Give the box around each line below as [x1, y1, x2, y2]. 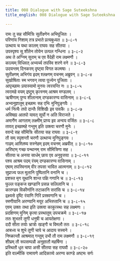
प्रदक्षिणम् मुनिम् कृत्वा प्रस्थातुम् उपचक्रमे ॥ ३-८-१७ [5, 210, 87, 216]
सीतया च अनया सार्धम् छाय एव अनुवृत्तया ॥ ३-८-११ [5, 152, 89, 158]
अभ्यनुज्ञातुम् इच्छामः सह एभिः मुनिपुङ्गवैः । [5, 100, 73, 106]
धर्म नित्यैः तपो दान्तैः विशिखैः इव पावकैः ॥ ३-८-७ [5, 106, 83, 112]
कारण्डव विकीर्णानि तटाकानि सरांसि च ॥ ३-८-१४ [5, 187, 85, 193]
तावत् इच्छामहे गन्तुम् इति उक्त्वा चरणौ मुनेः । [5, 123, 76, 129]
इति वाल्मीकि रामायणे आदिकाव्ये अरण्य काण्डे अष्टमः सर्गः [5, 250, 93, 256]
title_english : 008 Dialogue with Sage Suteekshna [5, 12, 115, 17]
